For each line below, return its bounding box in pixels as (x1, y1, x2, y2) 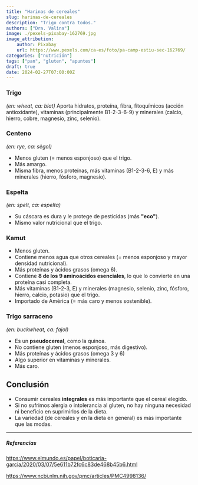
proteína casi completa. (14, 279, 72, 286)
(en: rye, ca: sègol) (6, 143, 52, 150)
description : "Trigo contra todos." (6, 20, 96, 25)
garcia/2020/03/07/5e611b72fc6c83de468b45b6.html (6, 461, 138, 468)
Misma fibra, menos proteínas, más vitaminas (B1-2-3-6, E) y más (14, 167, 174, 174)
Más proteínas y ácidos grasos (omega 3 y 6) (14, 350, 125, 357)
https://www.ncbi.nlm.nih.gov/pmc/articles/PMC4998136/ (6, 472, 147, 479)
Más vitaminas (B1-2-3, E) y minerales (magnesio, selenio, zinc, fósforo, (14, 285, 190, 292)
